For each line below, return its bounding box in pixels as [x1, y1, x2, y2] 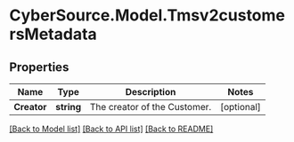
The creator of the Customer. [89, 101, 212, 113]
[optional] [219, 101, 261, 113]
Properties [9, 59, 69, 75]
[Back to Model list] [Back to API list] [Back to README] [9, 123, 214, 134]
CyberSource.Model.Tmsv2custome [9, 5, 286, 26]
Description [125, 86, 176, 98]
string [54, 101, 82, 113]
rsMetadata [9, 24, 98, 44]
